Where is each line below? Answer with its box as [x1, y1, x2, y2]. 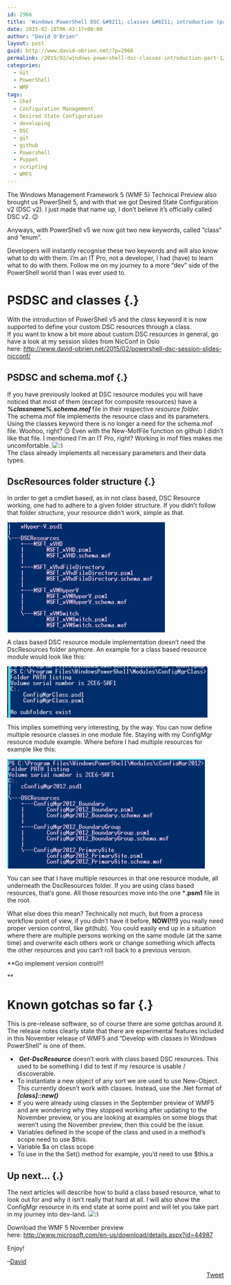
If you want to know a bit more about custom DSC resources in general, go [7, 330, 219, 338]
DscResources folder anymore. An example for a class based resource [7, 646, 207, 654]
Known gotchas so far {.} [7, 997, 153, 1012]
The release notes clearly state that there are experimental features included [7, 1027, 224, 1035]
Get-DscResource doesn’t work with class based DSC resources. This [19, 1055, 219, 1063]
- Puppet [13, 156, 38, 163]
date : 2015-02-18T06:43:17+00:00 [7, 25, 103, 32]
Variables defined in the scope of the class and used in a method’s [16, 1128, 206, 1136]
